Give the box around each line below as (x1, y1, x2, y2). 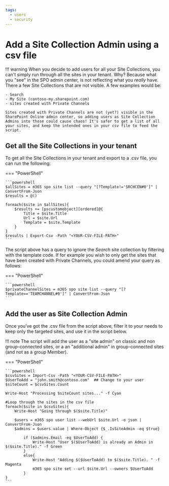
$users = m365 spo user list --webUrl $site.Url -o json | (14, 417, 142, 423)
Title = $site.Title (23, 211, 67, 216)
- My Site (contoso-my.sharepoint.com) (5, 97, 90, 102)
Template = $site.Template (23, 220, 81, 225)
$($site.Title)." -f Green (5, 444, 62, 449)
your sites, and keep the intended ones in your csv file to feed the (5, 123, 158, 128)
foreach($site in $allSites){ (5, 202, 70, 207)
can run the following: (5, 160, 51, 166)
